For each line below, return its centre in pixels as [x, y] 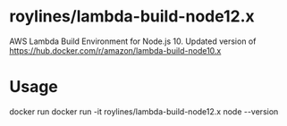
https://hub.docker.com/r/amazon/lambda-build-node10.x [115, 50]
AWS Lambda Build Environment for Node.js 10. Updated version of [133, 41]
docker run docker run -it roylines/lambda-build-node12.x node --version [144, 111]
